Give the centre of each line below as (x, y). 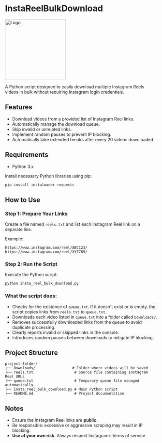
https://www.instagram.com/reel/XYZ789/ (46, 252)
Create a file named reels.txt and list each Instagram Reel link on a (73, 224)
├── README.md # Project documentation (65, 394)
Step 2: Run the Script (31, 264)
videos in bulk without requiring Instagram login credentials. (65, 92)
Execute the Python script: (31, 275)
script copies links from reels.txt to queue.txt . (59, 312)
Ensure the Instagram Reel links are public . (55, 420)
